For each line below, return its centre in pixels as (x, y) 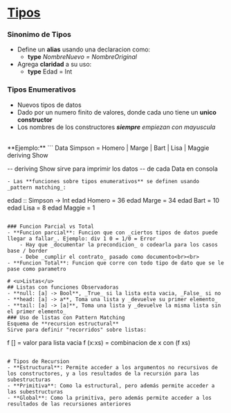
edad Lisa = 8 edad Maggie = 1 (51, 208)
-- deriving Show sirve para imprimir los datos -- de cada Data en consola (112, 169)
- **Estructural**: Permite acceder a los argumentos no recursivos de (112, 367)
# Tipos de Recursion (38, 361)
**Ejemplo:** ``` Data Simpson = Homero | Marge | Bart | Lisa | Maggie (108, 148)
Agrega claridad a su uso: (54, 65)
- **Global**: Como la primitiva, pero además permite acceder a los (110, 398)
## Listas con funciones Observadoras (63, 287)
